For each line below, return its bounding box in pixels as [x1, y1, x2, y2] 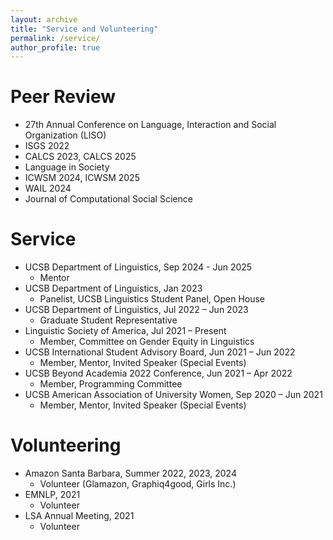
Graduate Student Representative [39, 314, 178, 326]
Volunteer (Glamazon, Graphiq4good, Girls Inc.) [39, 478, 237, 490]
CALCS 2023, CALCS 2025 [24, 151, 137, 163]
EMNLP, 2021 [24, 489, 81, 501]
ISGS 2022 [24, 140, 70, 152]
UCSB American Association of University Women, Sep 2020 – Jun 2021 [24, 389, 323, 401]
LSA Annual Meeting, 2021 [24, 510, 135, 522]
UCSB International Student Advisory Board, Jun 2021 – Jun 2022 [24, 346, 296, 358]
